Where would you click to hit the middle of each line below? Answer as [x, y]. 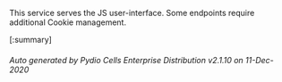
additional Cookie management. [68, 22]
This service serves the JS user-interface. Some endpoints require [132, 13]
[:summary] [30, 40]
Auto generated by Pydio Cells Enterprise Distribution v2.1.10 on [126, 60]
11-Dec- [260, 60]
